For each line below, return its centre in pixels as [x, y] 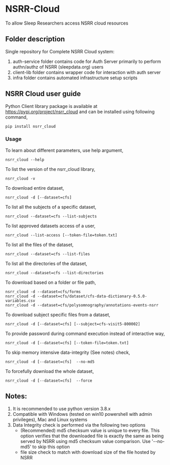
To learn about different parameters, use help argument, [64, 150]
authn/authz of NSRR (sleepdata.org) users [58, 67]
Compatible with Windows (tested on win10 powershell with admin [82, 414]
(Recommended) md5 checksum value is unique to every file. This [90, 430]
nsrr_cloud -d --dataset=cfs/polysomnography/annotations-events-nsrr [82, 305]
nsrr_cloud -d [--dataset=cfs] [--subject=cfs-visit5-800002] [73, 324]
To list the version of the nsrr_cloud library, [50, 169]
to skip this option [51, 447]
